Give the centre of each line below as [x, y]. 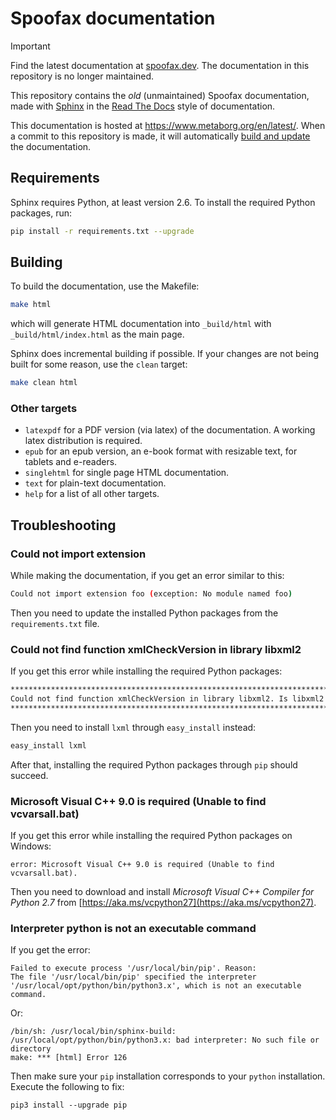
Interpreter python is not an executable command [133, 929]
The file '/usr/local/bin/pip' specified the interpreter [133, 977]
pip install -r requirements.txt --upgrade [102, 231]
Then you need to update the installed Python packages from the [144, 613]
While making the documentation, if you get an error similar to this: [147, 576]
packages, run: [41, 213]
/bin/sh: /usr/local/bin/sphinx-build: [93, 1032]
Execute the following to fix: [67, 1087]
